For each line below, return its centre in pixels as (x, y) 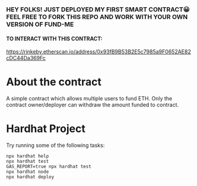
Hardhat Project (46, 129)
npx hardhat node (28, 172)
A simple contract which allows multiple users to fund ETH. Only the (89, 99)
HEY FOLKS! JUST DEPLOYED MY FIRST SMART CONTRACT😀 (98, 10)
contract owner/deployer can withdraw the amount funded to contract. (93, 105)
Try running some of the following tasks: (55, 145)
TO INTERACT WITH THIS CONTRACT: (54, 39)
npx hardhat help (28, 156)
